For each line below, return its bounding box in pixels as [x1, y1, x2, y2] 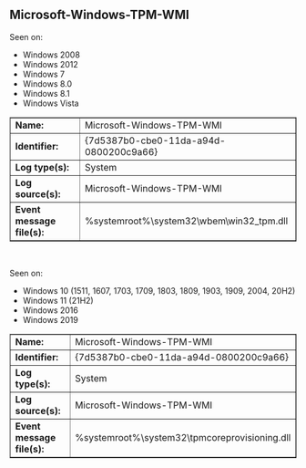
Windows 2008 [22, 49, 80, 60]
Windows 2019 [22, 314, 79, 325]
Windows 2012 [22, 58, 79, 69]
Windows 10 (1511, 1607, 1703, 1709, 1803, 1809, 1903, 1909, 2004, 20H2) [22, 285, 296, 296]
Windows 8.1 [22, 88, 70, 99]
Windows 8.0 [22, 78, 73, 89]
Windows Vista [22, 98, 79, 109]
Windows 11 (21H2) [22, 295, 94, 306]
